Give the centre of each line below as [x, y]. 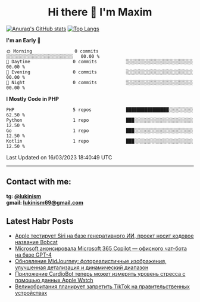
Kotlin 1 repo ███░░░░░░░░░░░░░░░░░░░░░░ [100, 141]
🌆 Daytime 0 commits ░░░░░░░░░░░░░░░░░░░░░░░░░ [100, 61]
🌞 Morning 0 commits [53, 51]
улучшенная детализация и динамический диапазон [82, 267]
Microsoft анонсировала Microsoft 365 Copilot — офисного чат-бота [101, 248]
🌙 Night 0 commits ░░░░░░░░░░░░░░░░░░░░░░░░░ [100, 82]
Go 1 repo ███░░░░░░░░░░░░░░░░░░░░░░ [100, 131]
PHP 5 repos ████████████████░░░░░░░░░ [100, 110]
